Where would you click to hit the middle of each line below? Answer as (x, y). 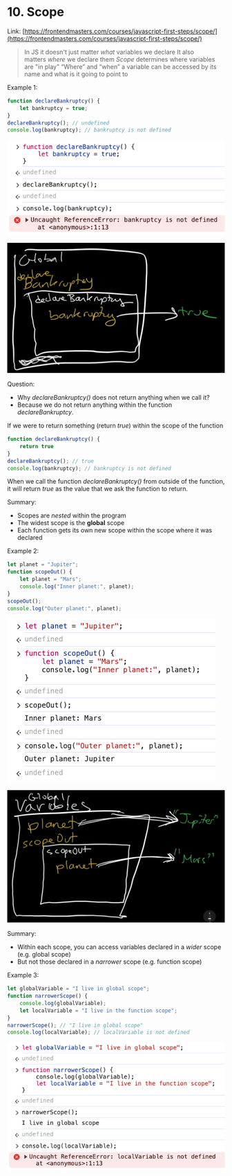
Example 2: (23, 551)
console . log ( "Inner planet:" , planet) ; (77, 587)
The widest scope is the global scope (71, 523)
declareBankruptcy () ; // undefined (58, 123)
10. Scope (36, 12)
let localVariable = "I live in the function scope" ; (98, 1011)
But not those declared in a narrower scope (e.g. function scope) (109, 962)
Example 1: (22, 87)
